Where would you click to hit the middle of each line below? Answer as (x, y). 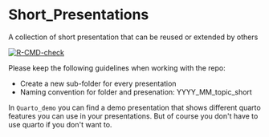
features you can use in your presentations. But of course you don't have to (133, 116)
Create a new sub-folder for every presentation (98, 83)
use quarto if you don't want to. (60, 124)
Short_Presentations (79, 15)
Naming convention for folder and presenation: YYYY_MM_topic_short (136, 92)
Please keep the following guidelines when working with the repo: (117, 68)
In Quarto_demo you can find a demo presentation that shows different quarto (134, 107)
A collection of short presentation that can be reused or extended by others (133, 37)
